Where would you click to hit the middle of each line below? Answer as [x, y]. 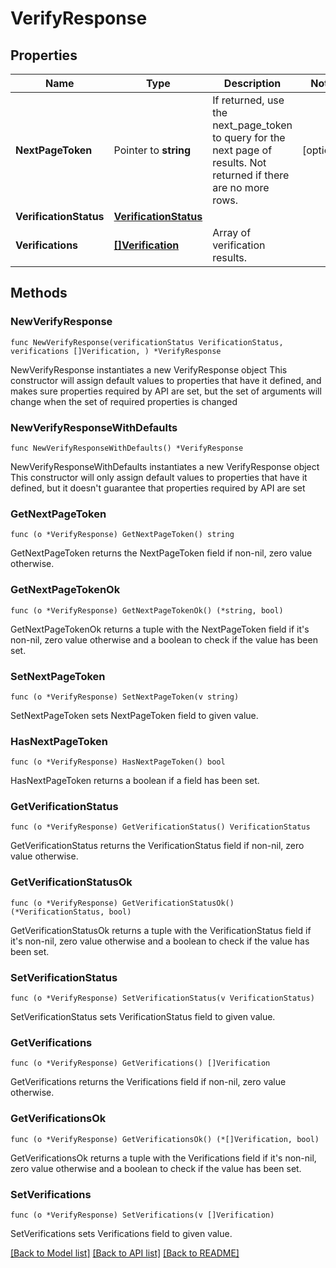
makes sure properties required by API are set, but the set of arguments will [166, 391]
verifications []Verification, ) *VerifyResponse [116, 351]
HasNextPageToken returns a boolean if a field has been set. [135, 781]
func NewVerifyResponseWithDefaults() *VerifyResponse [127, 448]
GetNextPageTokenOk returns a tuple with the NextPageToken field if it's [160, 629]
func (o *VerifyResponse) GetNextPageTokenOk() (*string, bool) [147, 610]
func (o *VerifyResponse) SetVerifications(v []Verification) [142, 1215]
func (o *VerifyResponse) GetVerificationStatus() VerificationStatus [160, 827]
